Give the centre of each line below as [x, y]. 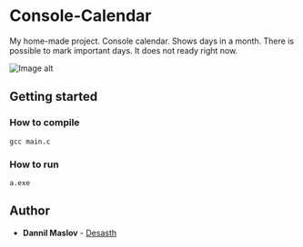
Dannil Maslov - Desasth [69, 232]
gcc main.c [30, 142]
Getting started [54, 97]
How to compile [45, 123]
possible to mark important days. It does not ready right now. [124, 50]
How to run [34, 164]
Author [30, 211]
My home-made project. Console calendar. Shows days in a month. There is [151, 41]
